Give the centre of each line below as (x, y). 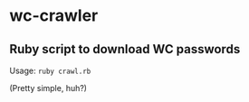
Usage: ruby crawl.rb (50, 70)
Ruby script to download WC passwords (125, 49)
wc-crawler (54, 16)
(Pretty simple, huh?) (48, 88)
